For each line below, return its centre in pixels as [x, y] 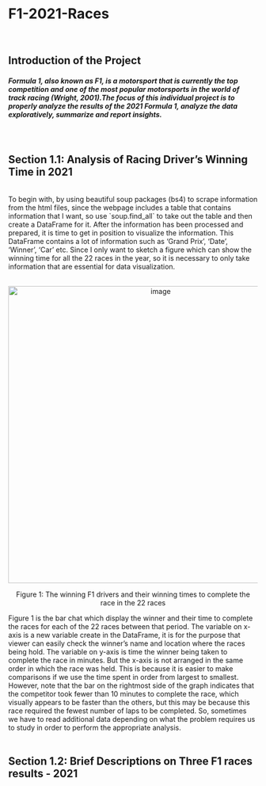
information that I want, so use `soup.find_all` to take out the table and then [131, 216]
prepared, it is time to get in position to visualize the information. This [121, 233]
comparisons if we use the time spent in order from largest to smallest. [123, 677]
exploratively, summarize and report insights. [85, 114]
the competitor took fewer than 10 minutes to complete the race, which [123, 694]
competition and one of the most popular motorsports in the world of [124, 89]
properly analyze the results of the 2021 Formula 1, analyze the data [123, 106]
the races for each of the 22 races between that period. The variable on [125, 627]
